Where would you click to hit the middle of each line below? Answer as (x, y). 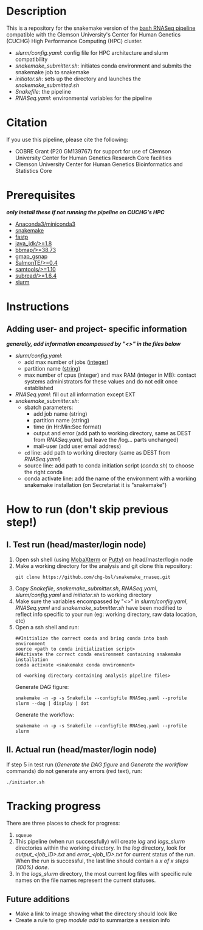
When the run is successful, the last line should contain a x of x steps (102, 861)
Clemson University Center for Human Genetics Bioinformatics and (99, 164)
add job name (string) (60, 414)
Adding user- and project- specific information (97, 329)
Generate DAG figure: (42, 687)
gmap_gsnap (31, 256)
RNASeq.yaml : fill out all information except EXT (75, 394)
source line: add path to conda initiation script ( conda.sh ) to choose (109, 465)
